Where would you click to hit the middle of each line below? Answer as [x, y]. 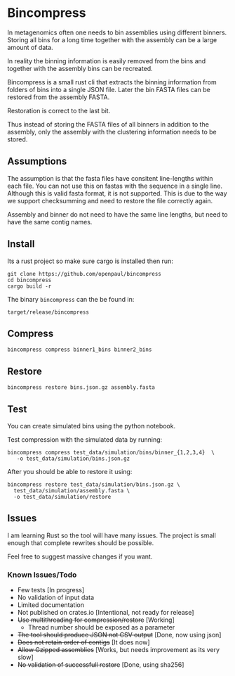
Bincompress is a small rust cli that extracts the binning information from [112, 82]
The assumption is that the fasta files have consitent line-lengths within [110, 178]
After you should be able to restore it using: [70, 472]
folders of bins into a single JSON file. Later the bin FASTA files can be [109, 89]
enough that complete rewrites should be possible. [81, 542]
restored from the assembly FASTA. [59, 97]
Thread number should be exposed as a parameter [101, 627]
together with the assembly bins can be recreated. [80, 68]
